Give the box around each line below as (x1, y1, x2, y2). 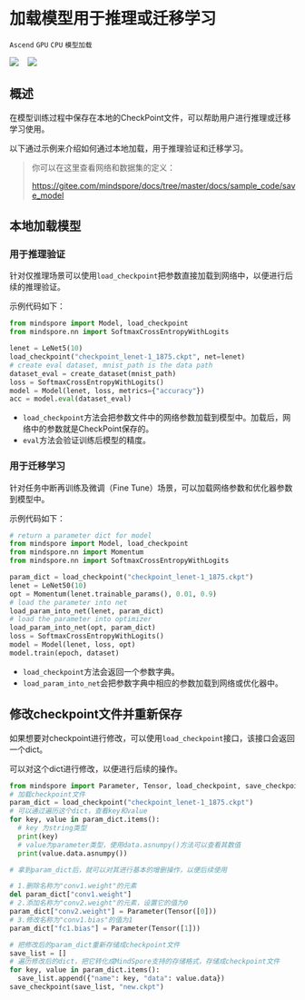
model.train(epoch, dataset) (9, 649, 120, 658)
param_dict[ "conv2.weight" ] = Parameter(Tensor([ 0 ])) (9, 907, 218, 916)
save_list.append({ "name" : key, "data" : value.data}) (17, 974, 225, 984)
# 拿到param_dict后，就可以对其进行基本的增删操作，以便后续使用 (9, 865, 228, 875)
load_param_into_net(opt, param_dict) (9, 623, 156, 632)
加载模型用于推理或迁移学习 (9, 8, 217, 29)
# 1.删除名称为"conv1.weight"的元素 (9, 882, 137, 891)
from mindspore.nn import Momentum (9, 548, 144, 557)
